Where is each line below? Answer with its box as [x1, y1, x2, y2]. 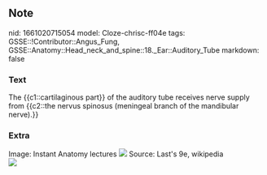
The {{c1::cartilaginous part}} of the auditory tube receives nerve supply [8, 92, 250, 102]
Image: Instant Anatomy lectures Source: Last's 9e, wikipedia [8, 149, 224, 159]
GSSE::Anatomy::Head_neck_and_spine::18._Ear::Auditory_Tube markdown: [8, 45, 260, 55]
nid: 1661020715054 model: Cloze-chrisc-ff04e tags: [8, 28, 186, 37]
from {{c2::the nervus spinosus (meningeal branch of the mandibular [8, 101, 239, 111]
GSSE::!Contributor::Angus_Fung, [8, 36, 120, 46]
